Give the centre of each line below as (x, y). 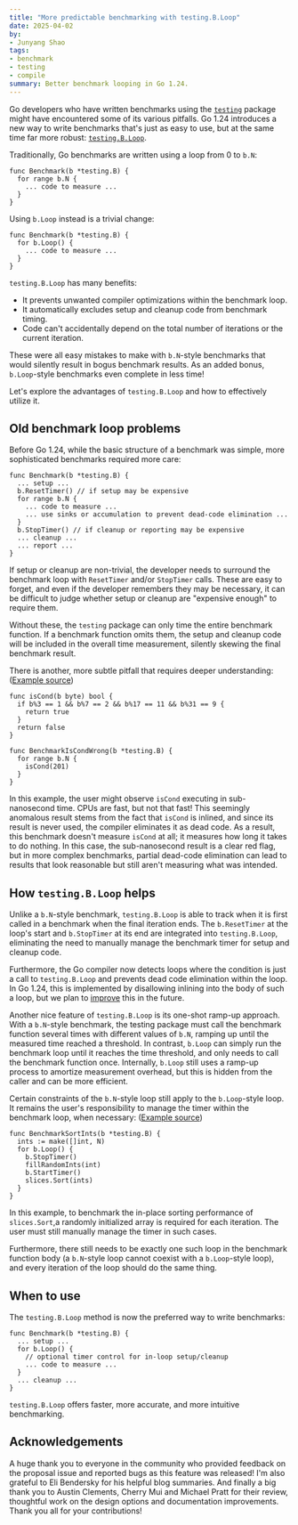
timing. (35, 319)
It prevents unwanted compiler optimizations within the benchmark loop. (154, 300)
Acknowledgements (66, 1442)
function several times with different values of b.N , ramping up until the (139, 1034)
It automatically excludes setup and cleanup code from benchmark (145, 309)
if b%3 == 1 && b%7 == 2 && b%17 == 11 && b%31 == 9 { (121, 704)
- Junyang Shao (37, 42)
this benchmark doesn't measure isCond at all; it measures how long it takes (148, 837)
